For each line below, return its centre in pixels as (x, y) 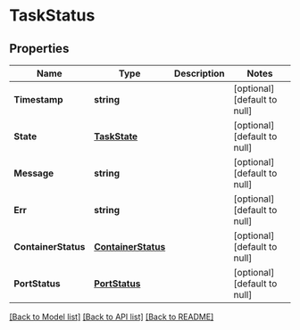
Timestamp (39, 99)
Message (34, 173)
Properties (39, 49)
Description (199, 74)
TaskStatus (52, 16)
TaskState (116, 136)
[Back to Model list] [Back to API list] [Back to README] (112, 317)
